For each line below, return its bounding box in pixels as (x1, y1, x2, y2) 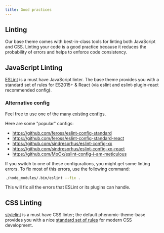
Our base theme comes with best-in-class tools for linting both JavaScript (5, 39, 156, 45)
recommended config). (5, 87, 52, 93)
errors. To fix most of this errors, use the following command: (5, 166, 130, 172)
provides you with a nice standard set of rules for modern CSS (5, 217, 132, 223)
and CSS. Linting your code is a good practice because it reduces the (5, 44, 147, 50)
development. (5, 222, 33, 228)
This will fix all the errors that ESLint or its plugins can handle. (5, 184, 131, 190)
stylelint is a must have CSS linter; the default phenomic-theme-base (5, 212, 146, 218)
